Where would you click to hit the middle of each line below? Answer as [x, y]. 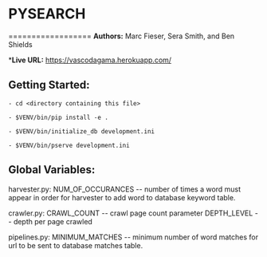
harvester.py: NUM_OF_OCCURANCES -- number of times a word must [125, 189]
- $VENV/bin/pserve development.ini [69, 145]
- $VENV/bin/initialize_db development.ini [82, 131]
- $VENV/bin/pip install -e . [59, 117]
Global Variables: [52, 170]
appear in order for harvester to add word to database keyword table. [122, 197]
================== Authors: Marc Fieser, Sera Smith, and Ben [122, 36]
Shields [21, 44]
